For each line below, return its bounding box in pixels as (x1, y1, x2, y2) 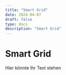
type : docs (5, 21, 28, 27)
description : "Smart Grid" (5, 26, 61, 31)
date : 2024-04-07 (5, 12, 41, 17)
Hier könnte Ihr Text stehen (5, 65, 61, 71)
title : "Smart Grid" (5, 7, 48, 13)
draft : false (5, 17, 32, 22)
